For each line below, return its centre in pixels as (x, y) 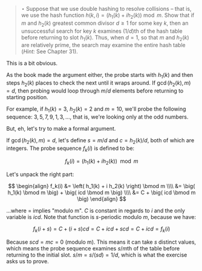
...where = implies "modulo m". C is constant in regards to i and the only (96, 211)
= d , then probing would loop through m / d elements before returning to (95, 91)
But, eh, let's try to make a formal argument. (61, 128)
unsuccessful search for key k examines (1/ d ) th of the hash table (102, 31)
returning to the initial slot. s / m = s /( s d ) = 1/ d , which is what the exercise (97, 255)
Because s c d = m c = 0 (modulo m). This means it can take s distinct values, (101, 242)
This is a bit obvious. (32, 64)
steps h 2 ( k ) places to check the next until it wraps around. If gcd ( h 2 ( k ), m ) (99, 83)
